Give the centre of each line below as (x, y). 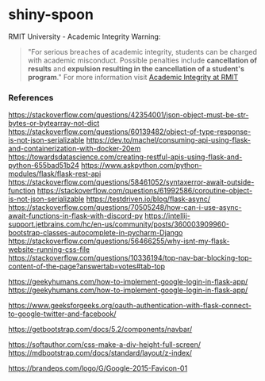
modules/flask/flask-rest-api (55, 174)
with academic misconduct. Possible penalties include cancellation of (142, 60)
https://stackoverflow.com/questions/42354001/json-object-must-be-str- (129, 115)
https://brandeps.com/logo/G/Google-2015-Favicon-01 (98, 368)
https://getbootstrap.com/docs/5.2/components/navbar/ (100, 330)
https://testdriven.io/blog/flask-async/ (148, 199)
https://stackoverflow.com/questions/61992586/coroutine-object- (144, 191)
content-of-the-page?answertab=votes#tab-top (86, 266)
